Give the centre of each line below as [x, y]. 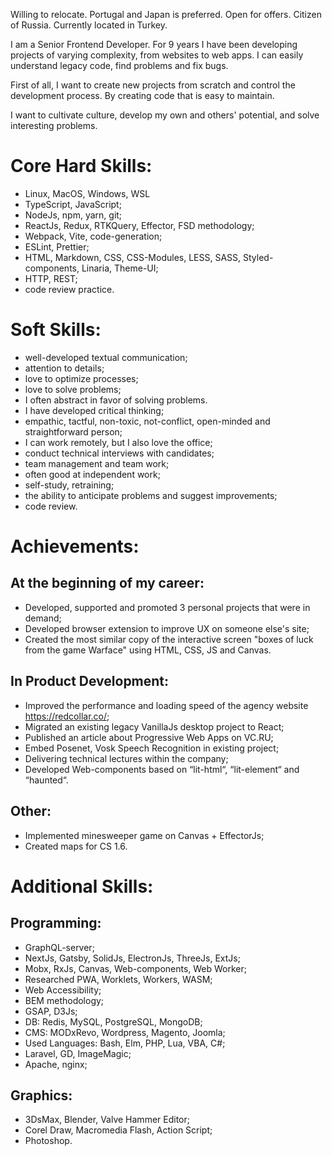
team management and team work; [97, 463]
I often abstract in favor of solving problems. [116, 400]
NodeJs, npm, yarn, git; [73, 215]
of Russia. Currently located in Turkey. [89, 25]
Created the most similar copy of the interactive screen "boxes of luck [169, 639]
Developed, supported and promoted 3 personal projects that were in [167, 607]
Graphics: [41, 1095]
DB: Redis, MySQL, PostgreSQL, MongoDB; [113, 1021]
